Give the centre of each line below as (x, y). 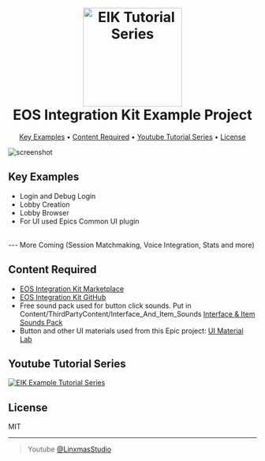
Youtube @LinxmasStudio (69, 449)
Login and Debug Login (58, 196)
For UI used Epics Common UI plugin (79, 221)
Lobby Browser (44, 212)
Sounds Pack (41, 322)
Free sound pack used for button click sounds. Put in (105, 305)
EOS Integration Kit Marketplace (72, 289)
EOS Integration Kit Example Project (132, 115)
